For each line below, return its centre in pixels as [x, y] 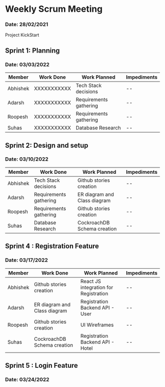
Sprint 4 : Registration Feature [52, 246]
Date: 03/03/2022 [27, 64]
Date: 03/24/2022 [27, 379]
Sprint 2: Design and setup [47, 145]
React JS [91, 281]
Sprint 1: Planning [32, 50]
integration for [97, 287]
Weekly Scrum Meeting [54, 9]
